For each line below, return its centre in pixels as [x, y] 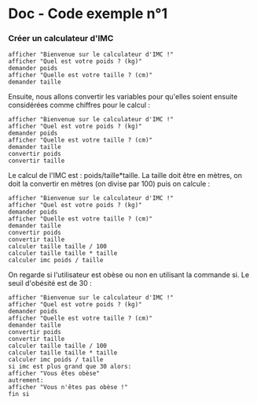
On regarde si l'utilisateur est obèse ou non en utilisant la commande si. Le [129, 275]
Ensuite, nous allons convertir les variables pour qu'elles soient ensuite [123, 97]
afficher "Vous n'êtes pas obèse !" [68, 387]
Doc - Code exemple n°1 [88, 14]
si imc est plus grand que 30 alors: [70, 367]
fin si [19, 395]
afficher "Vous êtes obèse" [54, 374]
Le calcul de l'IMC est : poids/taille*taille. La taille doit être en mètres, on [125, 176]
